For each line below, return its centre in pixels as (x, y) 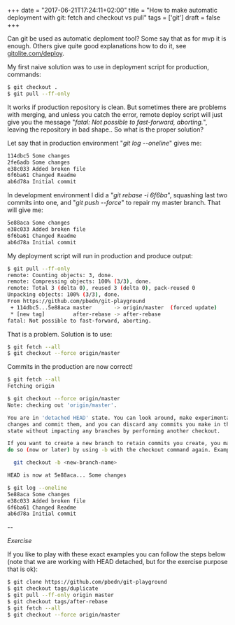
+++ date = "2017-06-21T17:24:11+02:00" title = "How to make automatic (113, 10)
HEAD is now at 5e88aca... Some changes (67, 475)
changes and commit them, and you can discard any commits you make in (114, 424)
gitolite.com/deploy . (36, 53)
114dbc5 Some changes (39, 156)
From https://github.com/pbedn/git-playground (76, 301)
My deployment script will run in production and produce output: (100, 255)
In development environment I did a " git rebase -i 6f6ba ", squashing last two (117, 195)
